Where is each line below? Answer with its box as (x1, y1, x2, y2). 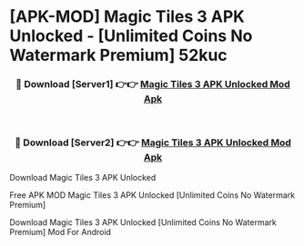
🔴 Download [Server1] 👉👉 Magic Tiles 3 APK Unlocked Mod (15, 78, 291, 91)
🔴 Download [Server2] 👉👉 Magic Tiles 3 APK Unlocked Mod (15, 136, 291, 149)
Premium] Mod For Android (9, 226, 112, 237)
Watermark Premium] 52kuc (9, 45, 228, 65)
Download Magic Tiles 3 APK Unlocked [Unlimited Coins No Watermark (9, 216, 278, 228)
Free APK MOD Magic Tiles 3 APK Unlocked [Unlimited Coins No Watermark (9, 189, 296, 201)
